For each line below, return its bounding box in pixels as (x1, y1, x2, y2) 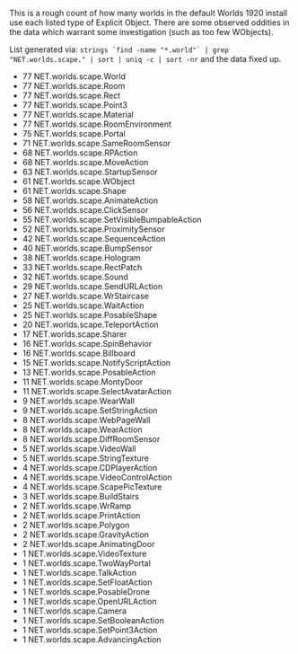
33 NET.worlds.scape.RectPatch (22, 262, 143, 272)
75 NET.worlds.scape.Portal (22, 128, 126, 138)
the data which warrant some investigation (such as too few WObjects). (9, 27, 274, 37)
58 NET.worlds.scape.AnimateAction (22, 195, 159, 206)
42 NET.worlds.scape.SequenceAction (22, 234, 166, 243)
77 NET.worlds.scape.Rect (22, 90, 121, 101)
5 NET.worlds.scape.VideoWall (22, 444, 136, 454)
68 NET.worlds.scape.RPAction (22, 147, 138, 158)
